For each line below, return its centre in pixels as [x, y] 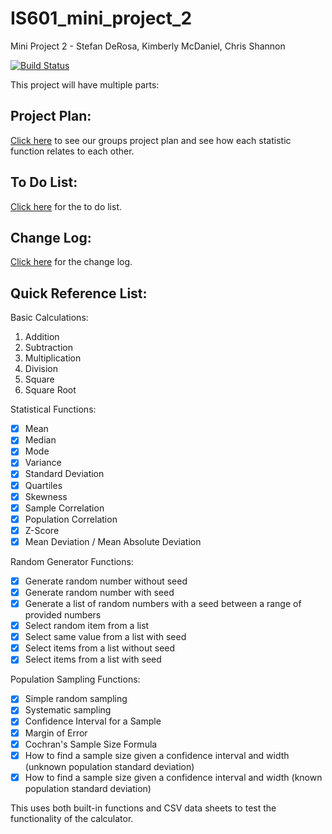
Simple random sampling [76, 699]
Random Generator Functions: [72, 561]
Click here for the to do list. [66, 206]
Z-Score [42, 530]
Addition [42, 337]
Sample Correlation [64, 508]
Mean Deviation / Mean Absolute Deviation [113, 541]
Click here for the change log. [71, 262]
